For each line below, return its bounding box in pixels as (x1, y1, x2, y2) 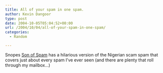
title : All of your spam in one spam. (5, 7, 84, 12)
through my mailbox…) (5, 62, 50, 68)
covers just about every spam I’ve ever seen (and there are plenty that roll (5, 57, 154, 63)
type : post (5, 16, 27, 21)
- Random (9, 35, 27, 39)
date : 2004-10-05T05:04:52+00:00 (5, 20, 73, 26)
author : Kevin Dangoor (5, 12, 51, 17)
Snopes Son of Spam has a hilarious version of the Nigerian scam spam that (5, 52, 159, 57)
